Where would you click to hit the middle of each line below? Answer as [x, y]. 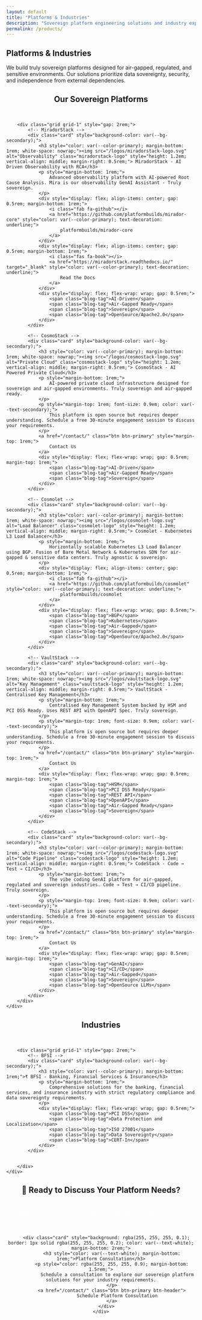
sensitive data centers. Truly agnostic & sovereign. [99, 558]
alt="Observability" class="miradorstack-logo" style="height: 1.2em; [96, 157]
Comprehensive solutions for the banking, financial [117, 1087]
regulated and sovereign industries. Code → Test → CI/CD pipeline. [94, 885]
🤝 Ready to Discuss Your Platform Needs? [101, 1190]
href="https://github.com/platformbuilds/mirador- [122, 215]
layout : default [26, 12]
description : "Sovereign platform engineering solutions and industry [96, 23]
